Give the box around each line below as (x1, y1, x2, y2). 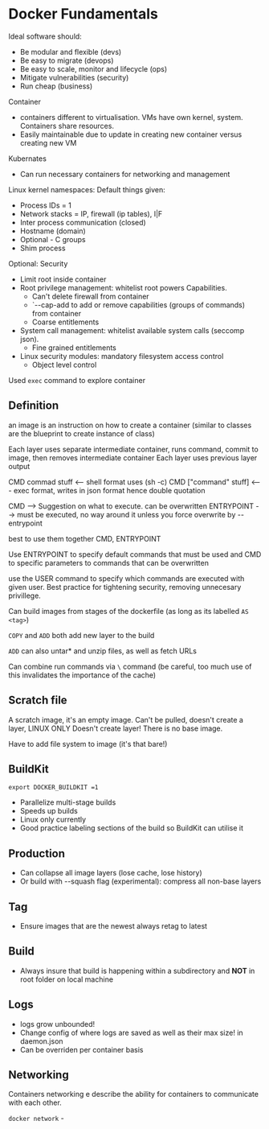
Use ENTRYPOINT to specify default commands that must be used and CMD (8, 549, 262, 559)
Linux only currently (19, 814, 87, 825)
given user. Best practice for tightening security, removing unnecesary (8, 582, 242, 591)
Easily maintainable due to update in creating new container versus (19, 130, 243, 139)
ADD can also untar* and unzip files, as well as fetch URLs (8, 645, 197, 656)
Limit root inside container (19, 274, 107, 284)
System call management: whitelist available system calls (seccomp (19, 325, 245, 335)
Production (8, 847, 66, 860)
